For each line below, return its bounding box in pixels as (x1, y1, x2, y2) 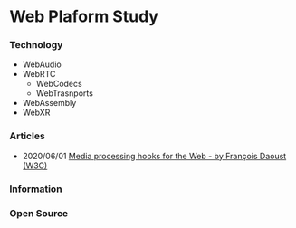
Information (9, 183, 62, 195)
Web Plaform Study (9, 6, 158, 27)
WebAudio (22, 59, 62, 70)
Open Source (9, 206, 69, 219)
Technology (9, 39, 63, 52)
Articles (9, 129, 45, 142)
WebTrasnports (35, 88, 93, 99)
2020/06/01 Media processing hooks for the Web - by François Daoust (22, 150, 287, 161)
